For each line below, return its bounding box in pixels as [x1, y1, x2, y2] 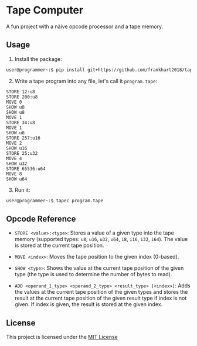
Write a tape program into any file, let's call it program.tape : [14, 77, 157, 84]
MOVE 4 [6, 155, 22, 161]
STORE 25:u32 [6, 150, 38, 156]
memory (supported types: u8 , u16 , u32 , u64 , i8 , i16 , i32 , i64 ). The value [14, 236, 188, 243]
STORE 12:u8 [6, 89, 35, 94]
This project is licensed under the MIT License [6, 334, 118, 341]
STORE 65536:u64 [6, 165, 46, 172]
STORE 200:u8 [6, 94, 38, 100]
